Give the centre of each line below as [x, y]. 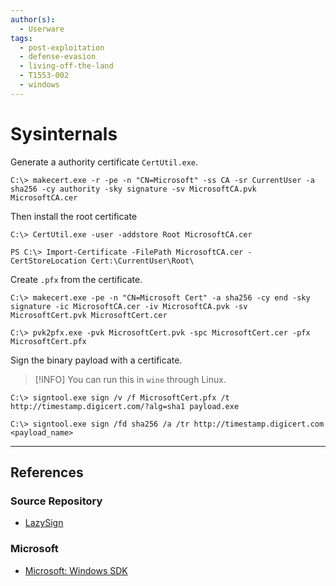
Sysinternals [64, 133]
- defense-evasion [58, 57]
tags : [21, 38]
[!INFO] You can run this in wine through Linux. [130, 379]
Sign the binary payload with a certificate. [96, 360]
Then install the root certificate [74, 216]
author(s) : [33, 19]
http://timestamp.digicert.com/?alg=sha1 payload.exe [125, 406]
